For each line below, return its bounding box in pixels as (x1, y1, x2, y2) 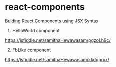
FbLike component (12, 47, 51, 53)
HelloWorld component (12, 27, 60, 33)
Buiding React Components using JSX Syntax (5, 18, 99, 24)
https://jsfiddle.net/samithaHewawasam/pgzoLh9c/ (5, 37, 111, 43)
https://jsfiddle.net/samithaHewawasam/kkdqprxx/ (5, 56, 110, 62)
